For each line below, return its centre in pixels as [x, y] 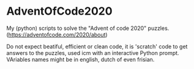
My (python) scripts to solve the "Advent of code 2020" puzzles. [88, 28]
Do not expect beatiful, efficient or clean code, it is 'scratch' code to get [97, 46]
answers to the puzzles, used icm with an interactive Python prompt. [93, 53]
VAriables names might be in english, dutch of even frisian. [80, 59]
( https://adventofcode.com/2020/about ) [57, 34]
